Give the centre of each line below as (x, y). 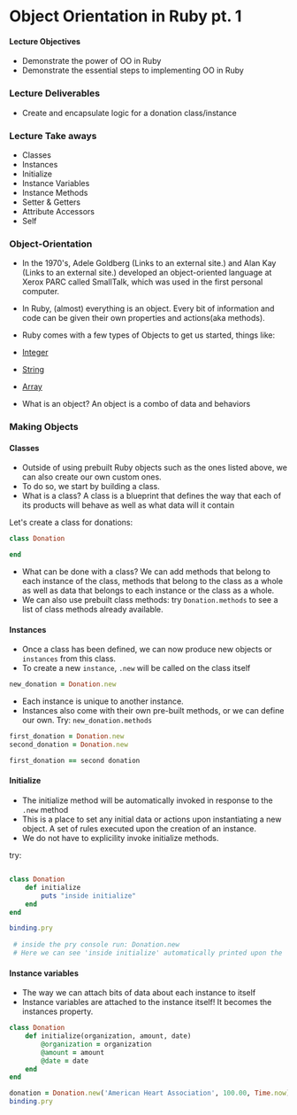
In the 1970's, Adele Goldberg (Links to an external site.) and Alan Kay (149, 263)
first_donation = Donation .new (67, 737)
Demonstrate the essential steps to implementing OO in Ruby (133, 70)
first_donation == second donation (75, 760)
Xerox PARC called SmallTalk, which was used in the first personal (142, 282)
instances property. (57, 1011)
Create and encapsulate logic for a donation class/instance (129, 113)
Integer (35, 353)
